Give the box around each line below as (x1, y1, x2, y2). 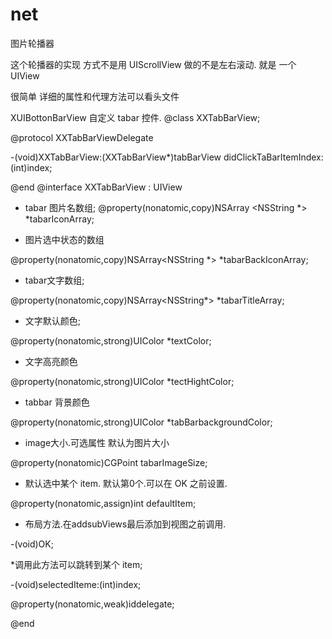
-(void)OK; (10, 538, 54, 550)
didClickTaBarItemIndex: (223, 151, 324, 163)
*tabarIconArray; (24, 213, 95, 225)
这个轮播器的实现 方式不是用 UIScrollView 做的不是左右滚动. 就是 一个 (10, 58, 297, 70)
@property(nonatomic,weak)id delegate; (10, 598, 175, 610)
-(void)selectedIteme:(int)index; (10, 578, 142, 590)
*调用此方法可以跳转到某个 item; (10, 558, 143, 570)
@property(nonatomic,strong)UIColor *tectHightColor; (10, 375, 235, 387)
